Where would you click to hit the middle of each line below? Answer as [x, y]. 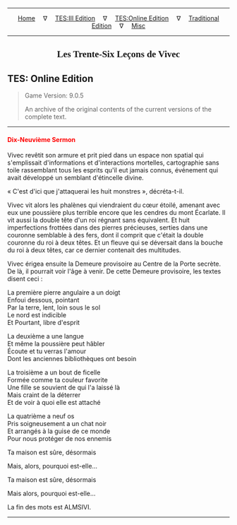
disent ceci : [25, 279]
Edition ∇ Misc [119, 26]
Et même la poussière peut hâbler [56, 344]
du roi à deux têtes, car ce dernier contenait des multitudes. [94, 250]
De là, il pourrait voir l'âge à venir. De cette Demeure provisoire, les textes [114, 271]
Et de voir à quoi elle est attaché [54, 403]
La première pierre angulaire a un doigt [64, 293]
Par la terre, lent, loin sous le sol [54, 307]
